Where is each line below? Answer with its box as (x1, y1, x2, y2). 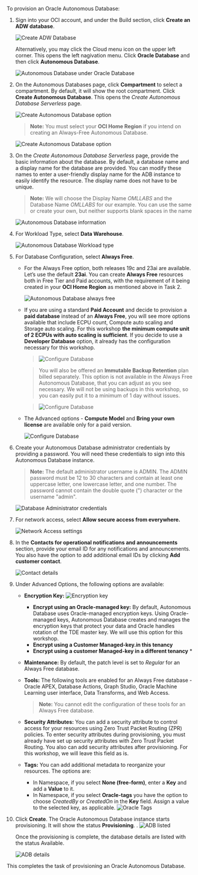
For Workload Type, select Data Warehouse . (15, 230, 124, 237)
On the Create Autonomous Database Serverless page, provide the (15, 152, 179, 159)
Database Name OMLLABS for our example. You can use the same (29, 201, 192, 208)
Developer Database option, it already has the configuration (24, 338, 171, 344)
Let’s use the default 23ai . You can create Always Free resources (24, 271, 183, 278)
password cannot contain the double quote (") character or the (29, 487, 183, 494)
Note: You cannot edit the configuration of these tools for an (38, 701, 186, 708)
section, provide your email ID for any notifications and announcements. (15, 545, 190, 552)
